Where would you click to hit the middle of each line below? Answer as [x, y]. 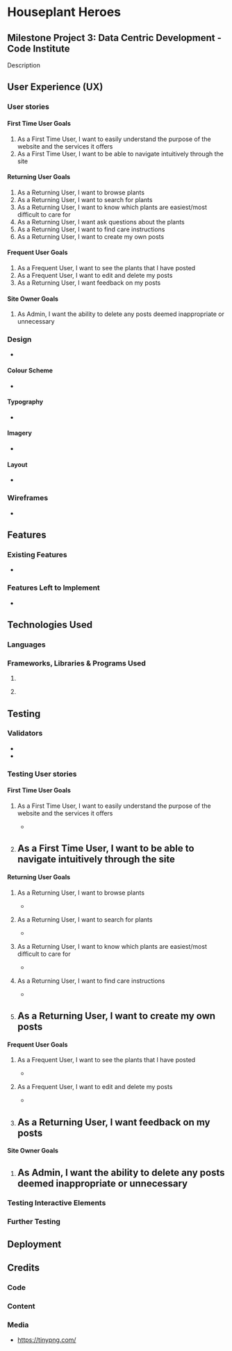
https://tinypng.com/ [47, 1340]
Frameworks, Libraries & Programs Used [76, 663]
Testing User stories [42, 774]
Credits [24, 1268]
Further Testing [34, 1222]
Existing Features [37, 554]
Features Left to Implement [54, 588]
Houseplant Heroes [64, 12]
